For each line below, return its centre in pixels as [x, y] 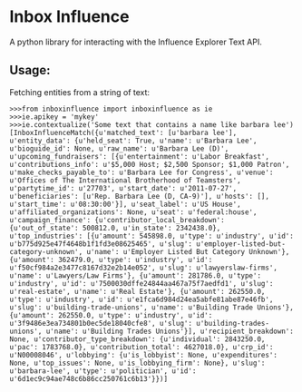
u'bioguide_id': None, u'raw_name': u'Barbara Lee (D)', [119, 148]
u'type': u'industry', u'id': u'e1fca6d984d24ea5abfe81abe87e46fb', [141, 299]
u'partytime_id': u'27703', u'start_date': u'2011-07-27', [123, 188]
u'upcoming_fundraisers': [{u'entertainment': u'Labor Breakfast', [140, 156]
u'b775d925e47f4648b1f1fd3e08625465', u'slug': [101, 244]
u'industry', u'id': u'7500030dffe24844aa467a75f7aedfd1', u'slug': [141, 283]
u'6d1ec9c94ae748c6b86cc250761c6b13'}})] [89, 378]
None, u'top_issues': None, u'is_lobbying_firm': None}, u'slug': [137, 363]
